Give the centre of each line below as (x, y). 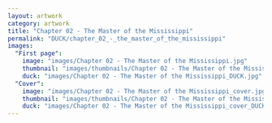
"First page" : (39, 53)
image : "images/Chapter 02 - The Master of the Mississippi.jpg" (135, 61)
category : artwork (39, 23)
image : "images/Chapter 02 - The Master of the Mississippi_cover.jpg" (146, 91)
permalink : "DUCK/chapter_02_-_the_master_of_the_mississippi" (117, 38)
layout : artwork (35, 16)
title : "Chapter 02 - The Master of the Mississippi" (101, 31)
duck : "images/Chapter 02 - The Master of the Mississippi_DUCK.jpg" (142, 76)
